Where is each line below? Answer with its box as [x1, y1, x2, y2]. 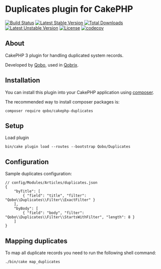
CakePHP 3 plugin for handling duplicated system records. [5, 52, 124, 58]
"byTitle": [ [14, 189, 41, 194]
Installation [5, 76, 40, 85]
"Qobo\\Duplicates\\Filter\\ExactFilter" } [5, 198, 96, 202]
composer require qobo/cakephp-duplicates [5, 108, 93, 113]
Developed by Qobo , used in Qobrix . [5, 62, 79, 67]
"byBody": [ [14, 206, 38, 211]
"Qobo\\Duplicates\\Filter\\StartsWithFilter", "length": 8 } [5, 215, 135, 220]
